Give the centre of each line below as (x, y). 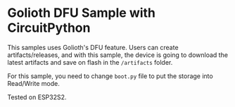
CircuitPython (49, 28)
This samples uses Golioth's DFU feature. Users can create (93, 47)
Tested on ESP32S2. (37, 97)
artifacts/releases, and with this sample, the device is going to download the (118, 55)
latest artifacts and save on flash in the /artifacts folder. (90, 62)
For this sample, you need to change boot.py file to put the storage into (110, 76)
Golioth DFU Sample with (82, 13)
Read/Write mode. (33, 83)
